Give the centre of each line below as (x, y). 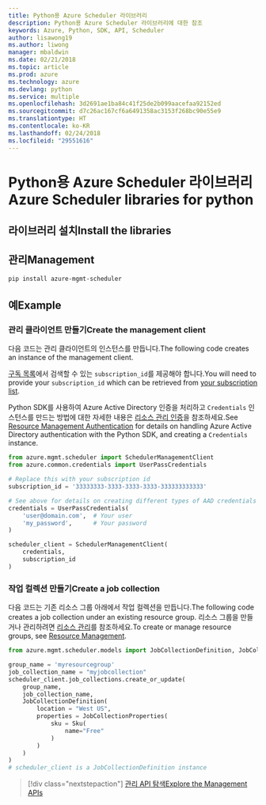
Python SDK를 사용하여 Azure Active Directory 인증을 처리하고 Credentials (127, 408)
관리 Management (51, 260)
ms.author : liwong (38, 45)
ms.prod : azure (33, 74)
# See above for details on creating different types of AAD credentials (133, 501)
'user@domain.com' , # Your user (78, 515)
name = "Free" (84, 731)
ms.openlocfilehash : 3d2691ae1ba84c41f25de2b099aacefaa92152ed (115, 104)
